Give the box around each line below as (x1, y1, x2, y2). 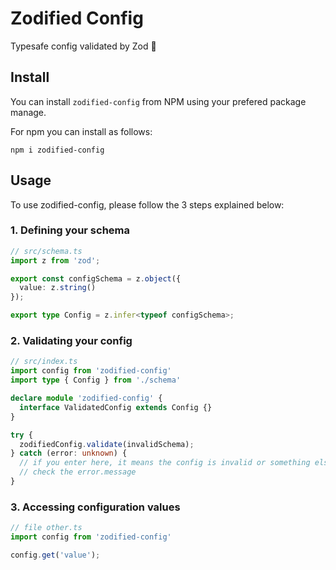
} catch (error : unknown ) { (10, 448, 128, 459)
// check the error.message (19, 467, 137, 477)
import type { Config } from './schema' (10, 375, 182, 386)
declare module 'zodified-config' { (10, 393, 163, 404)
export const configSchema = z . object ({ (10, 273, 182, 284)
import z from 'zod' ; (10, 255, 101, 266)
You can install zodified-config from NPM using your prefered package (10, 95, 307, 107)
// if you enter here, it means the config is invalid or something (19, 458, 311, 468)
